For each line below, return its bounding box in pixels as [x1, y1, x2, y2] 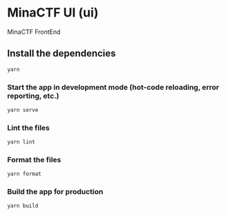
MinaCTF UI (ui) [7, 5, 99, 21]
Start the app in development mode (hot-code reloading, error [7, 82, 220, 92]
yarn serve [7, 106, 39, 113]
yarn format [7, 170, 41, 177]
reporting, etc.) [7, 91, 59, 101]
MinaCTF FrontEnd [7, 28, 61, 36]
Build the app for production [7, 187, 104, 197]
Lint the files [7, 123, 50, 132]
